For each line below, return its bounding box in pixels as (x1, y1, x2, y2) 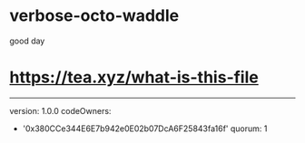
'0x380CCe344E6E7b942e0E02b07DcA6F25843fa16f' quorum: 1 (22, 123, 268, 134)
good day (9, 35, 45, 46)
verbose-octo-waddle (9, 5, 180, 26)
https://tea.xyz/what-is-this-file (9, 67, 259, 88)
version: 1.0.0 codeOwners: (9, 105, 112, 116)
